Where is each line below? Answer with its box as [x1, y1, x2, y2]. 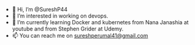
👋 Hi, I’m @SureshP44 [12, 6, 68, 13]
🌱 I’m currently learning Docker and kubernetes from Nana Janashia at [12, 19, 189, 26]
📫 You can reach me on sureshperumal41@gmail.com [12, 32, 148, 39]
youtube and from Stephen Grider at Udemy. [12, 25, 123, 32]
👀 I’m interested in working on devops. [12, 12, 108, 19]
